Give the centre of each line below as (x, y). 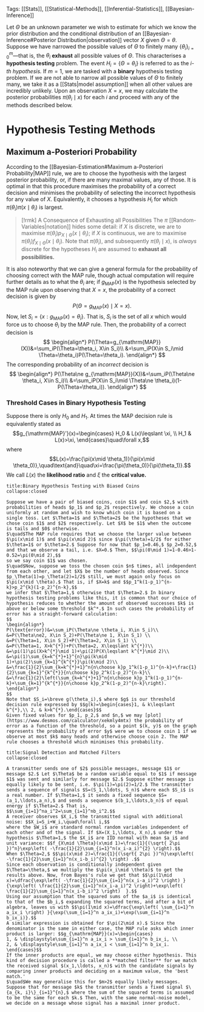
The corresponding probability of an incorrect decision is (77, 364)
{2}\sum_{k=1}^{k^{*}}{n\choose (47, 673)
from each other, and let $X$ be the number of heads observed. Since (97, 571)
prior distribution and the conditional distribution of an (74, 34)
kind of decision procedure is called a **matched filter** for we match (102, 961)
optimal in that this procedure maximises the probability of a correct (91, 186)
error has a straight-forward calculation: (62, 614)
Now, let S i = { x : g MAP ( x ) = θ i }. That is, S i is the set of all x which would (97, 317)
